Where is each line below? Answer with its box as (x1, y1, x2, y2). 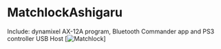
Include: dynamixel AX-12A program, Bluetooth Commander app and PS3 (7, 27, 215, 35)
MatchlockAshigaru (7, 5, 123, 20)
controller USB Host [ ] (7, 34, 106, 42)
